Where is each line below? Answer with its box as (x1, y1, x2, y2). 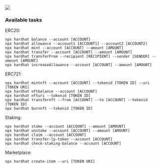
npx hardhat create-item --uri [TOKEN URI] (5, 159, 95, 164)
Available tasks (5, 17, 43, 23)
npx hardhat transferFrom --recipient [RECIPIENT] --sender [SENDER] (5, 54, 150, 59)
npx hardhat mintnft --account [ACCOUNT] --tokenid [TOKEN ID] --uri (5, 80, 150, 86)
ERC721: (5, 71, 22, 77)
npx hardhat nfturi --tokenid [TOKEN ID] (5, 93, 91, 98)
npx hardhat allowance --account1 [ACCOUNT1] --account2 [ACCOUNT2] (5, 41, 148, 46)
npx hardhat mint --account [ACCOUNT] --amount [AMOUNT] (5, 46, 124, 51)
